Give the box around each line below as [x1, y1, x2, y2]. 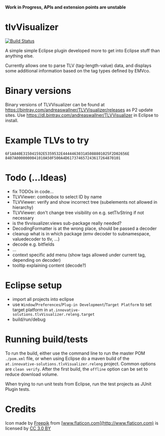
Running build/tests [5, 334, 88, 345]
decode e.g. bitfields [12, 241, 55, 247]
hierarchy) [12, 204, 34, 210]
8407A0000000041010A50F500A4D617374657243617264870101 [5, 155, 121, 160]
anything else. [5, 53, 34, 59]
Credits [5, 403, 36, 415]
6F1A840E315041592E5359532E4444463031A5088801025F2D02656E [5, 151, 130, 156]
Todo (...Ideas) [5, 172, 67, 183]
